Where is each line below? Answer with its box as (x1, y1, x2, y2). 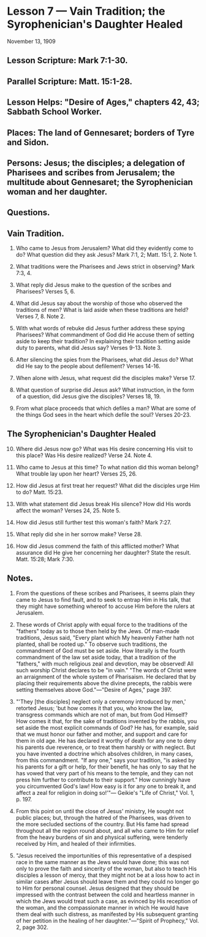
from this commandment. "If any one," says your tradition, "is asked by (15, 756, 195, 764)
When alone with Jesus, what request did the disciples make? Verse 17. (15, 374, 196, 382)
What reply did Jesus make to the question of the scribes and (15, 281, 172, 289)
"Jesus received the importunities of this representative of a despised (15, 852, 192, 859)
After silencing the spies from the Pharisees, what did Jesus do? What (15, 356, 194, 363)
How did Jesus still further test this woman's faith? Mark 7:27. (15, 518, 172, 526)
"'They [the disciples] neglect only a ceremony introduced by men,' (15, 697, 186, 705)
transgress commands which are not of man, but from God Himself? (15, 711, 188, 718)
